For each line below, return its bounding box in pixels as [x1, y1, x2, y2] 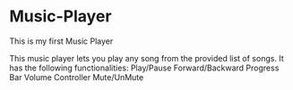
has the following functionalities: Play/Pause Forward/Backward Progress [9, 62, 280, 73]
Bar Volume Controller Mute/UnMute [9, 71, 144, 82]
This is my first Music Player [9, 36, 114, 46]
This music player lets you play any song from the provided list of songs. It [9, 53, 284, 63]
